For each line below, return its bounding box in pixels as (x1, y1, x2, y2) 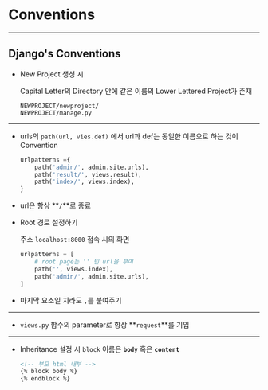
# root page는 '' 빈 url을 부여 (34, 258, 134, 266)
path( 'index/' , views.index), (34, 177, 135, 186)
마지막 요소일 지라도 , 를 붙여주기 (19, 295, 122, 305)
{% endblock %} (19, 375, 71, 383)
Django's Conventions (8, 47, 121, 60)
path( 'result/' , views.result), (34, 170, 142, 178)
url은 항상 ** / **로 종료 (19, 201, 92, 210)
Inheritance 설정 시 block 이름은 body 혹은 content (19, 344, 180, 353)
